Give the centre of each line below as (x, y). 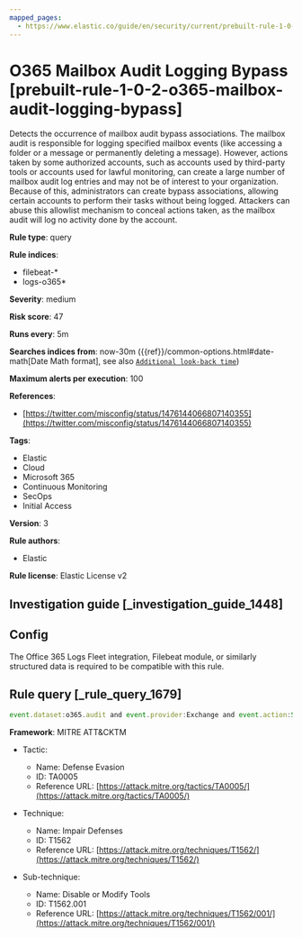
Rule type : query (40, 237)
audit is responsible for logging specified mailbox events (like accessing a (146, 143)
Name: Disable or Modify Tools (93, 895)
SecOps (37, 496)
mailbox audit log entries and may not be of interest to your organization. (144, 182)
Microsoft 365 (48, 478)
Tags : (20, 441)
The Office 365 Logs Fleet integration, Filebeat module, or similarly (133, 656)
